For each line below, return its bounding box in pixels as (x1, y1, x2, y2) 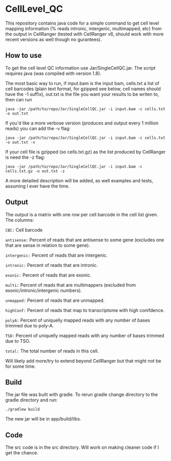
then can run (5, 96, 32, 102)
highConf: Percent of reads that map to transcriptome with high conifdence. (5, 307, 165, 313)
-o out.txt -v (5, 139, 36, 145)
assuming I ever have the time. (5, 183, 70, 189)
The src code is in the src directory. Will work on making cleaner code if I (5, 444, 159, 451)
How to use (5, 51, 42, 60)
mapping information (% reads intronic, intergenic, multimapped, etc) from (5, 25, 162, 31)
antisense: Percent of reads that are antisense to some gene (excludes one (5, 237, 164, 243)
